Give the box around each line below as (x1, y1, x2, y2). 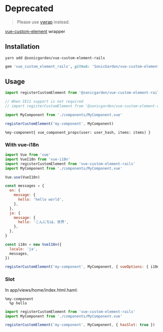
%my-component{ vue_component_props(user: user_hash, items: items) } (5, 130, 151, 135)
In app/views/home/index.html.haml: (5, 287, 78, 293)
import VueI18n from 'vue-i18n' (5, 157, 70, 162)
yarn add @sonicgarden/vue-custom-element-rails (5, 55, 105, 60)
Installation (5, 42, 40, 51)
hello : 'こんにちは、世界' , (17, 220, 69, 224)
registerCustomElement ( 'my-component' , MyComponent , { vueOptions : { (5, 264, 149, 269)
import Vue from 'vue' (5, 152, 51, 157)
